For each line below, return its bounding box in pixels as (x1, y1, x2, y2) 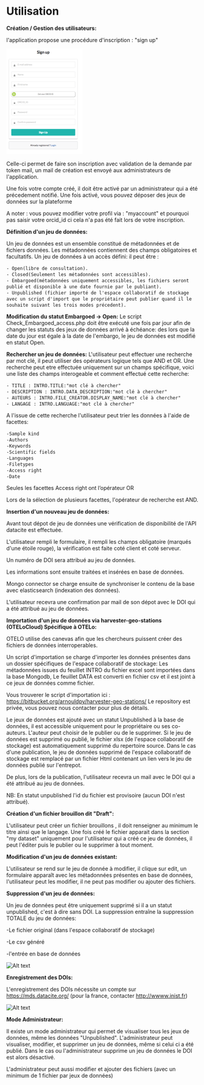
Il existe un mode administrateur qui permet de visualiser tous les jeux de (6, 1028, 190, 1035)
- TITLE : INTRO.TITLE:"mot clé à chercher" (6, 382, 121, 389)
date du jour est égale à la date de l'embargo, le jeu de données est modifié (6, 332, 196, 340)
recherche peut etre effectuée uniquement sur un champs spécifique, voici (6, 363, 194, 371)
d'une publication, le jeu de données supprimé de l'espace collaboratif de (6, 748, 191, 756)
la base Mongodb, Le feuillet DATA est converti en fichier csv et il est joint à (6, 673, 196, 680)
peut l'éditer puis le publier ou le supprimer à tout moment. (6, 841, 154, 849)
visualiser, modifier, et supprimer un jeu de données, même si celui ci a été (6, 1040, 194, 1048)
